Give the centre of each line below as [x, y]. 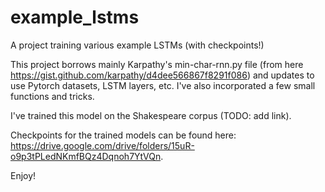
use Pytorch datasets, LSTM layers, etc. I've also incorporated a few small [163, 85]
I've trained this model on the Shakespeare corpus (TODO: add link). [151, 115]
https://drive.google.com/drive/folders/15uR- [102, 145]
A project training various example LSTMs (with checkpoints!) [137, 45]
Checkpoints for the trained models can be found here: [123, 135]
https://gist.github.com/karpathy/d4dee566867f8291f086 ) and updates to [162, 75]
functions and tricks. [52, 96]
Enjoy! [23, 175]
